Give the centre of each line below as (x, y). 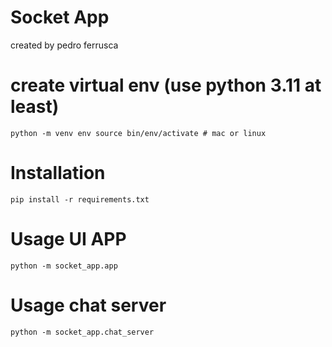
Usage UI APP (68, 239)
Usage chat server (88, 305)
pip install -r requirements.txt (80, 199)
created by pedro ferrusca (64, 45)
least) (35, 107)
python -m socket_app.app (64, 266)
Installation (58, 173)
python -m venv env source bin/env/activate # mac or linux (138, 133)
